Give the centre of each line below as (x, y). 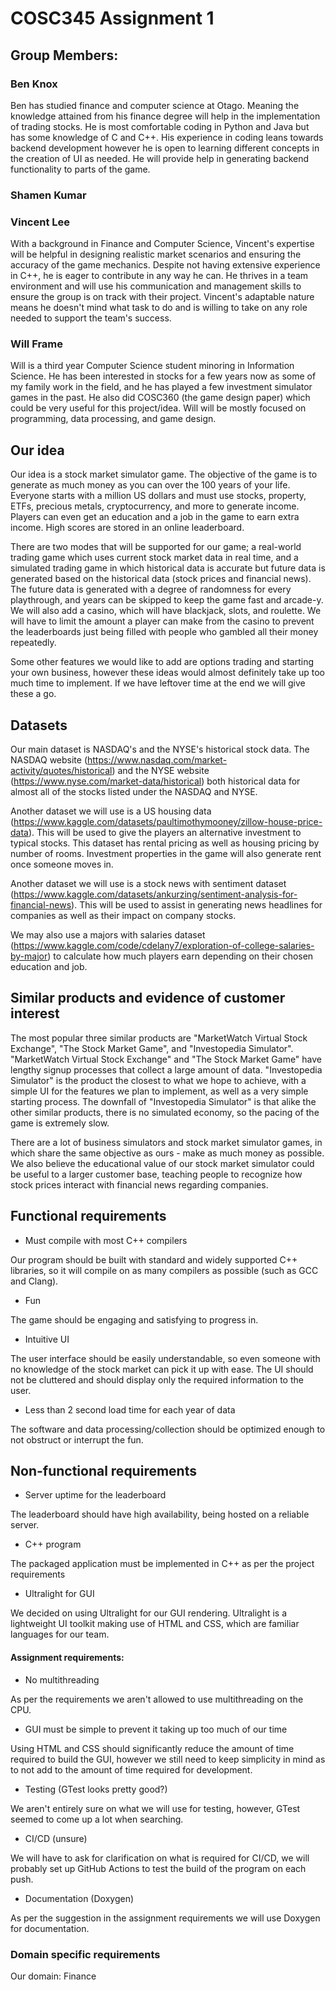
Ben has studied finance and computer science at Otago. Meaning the (155, 105)
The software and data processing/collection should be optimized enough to (168, 1429)
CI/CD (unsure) (56, 1838)
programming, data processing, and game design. (113, 419)
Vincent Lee (40, 222)
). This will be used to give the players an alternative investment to (165, 833)
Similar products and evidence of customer (148, 998)
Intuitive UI (47, 1339)
